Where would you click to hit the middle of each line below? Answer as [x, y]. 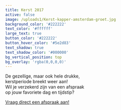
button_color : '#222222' [31, 39]
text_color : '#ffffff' [29, 29]
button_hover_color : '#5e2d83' [38, 43]
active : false [20, 15]
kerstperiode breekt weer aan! [37, 82]
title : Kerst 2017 [24, 10]
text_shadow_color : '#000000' [37, 52]
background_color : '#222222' [36, 24]
